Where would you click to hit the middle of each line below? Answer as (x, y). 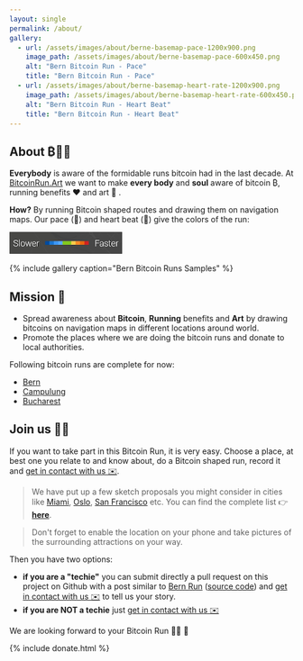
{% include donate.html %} (60, 647)
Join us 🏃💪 (40, 429)
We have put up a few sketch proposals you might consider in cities (157, 492)
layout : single (38, 19)
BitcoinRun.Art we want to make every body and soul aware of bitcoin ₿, (145, 183)
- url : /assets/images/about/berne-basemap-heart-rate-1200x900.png (149, 86)
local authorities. (53, 347)
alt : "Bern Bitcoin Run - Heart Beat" (98, 104)
